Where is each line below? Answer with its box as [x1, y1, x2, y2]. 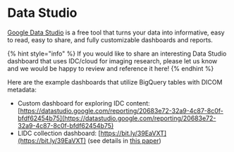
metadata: [7, 85, 37, 94]
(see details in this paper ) [87, 136, 162, 145]
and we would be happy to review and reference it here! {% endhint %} [7, 64, 214, 72]
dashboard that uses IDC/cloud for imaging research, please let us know [7, 56, 218, 65]
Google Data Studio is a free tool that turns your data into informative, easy [7, 28, 225, 37]
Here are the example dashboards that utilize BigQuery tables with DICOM [7, 77, 223, 86]
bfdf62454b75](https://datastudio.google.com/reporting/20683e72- [17, 114, 216, 122]
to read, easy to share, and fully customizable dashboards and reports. [7, 35, 214, 44]
